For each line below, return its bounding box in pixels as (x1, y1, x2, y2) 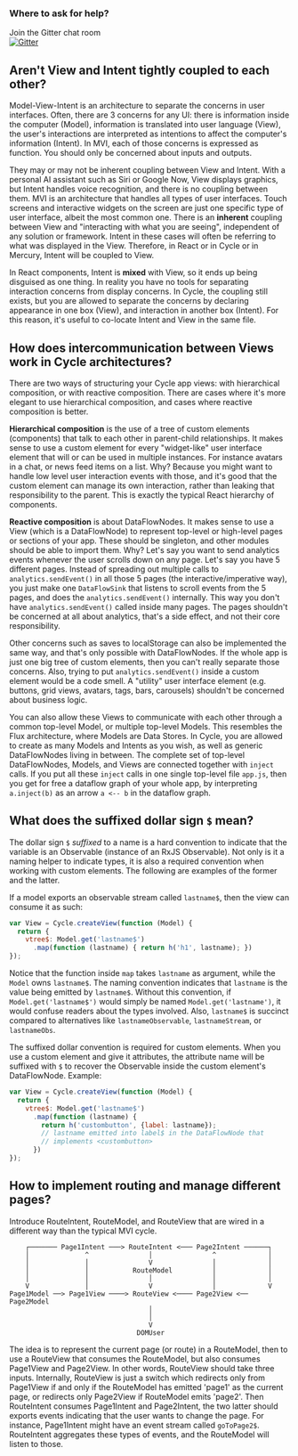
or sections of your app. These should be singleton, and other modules (9, 535, 270, 546)
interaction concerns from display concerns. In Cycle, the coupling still (9, 286, 269, 297)
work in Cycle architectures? (9, 354, 173, 370)
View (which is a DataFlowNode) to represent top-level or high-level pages (9, 525, 283, 536)
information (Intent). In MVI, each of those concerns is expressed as (9, 138, 259, 149)
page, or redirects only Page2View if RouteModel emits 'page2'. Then (9, 1391, 264, 1402)
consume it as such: (9, 901, 83, 912)
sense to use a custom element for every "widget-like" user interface (9, 442, 262, 452)
